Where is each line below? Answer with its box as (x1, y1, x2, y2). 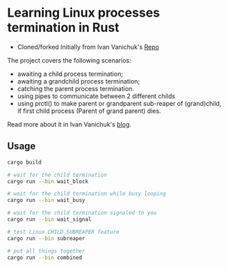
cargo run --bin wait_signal (7, 216, 92, 223)
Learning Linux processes (7, 5, 160, 21)
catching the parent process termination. (17, 84, 134, 93)
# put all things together (7, 247, 85, 255)
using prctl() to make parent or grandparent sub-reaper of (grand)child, (17, 99, 222, 107)
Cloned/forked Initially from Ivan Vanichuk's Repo (17, 42, 160, 51)
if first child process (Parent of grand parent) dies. (17, 107, 161, 115)
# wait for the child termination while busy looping (7, 190, 167, 198)
